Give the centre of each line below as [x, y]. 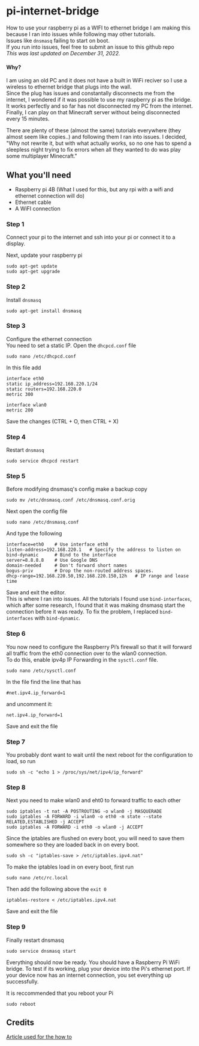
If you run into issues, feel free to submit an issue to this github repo [91, 47]
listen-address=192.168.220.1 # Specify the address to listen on [94, 550]
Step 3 [16, 326]
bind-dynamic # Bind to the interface [61, 555]
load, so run [21, 761]
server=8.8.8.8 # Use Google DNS [52, 561]
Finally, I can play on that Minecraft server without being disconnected [93, 112]
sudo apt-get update [32, 266]
